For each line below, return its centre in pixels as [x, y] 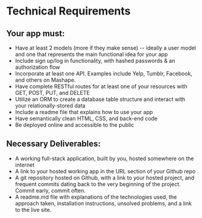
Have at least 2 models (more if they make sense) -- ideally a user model [106, 48]
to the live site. [33, 210]
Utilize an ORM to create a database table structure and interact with [100, 99]
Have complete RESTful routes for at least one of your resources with [101, 86]
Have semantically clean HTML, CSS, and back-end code [86, 118]
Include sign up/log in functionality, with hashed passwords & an [95, 61]
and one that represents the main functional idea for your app [91, 54]
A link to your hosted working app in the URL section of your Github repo [105, 171]
